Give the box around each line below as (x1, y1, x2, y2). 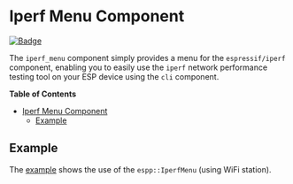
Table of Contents (9, 88, 77, 99)
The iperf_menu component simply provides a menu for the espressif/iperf (9, 52, 286, 63)
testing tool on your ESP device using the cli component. (9, 71, 220, 81)
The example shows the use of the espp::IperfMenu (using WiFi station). (9, 164, 272, 174)
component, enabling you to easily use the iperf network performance (9, 62, 268, 73)
